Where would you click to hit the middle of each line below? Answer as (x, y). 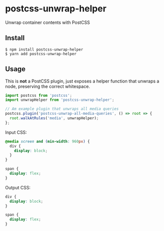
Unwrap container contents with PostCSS (48, 22)
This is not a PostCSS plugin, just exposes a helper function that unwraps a (82, 81)
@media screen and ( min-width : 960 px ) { (48, 141)
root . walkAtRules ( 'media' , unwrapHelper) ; (54, 118)
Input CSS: (16, 132)
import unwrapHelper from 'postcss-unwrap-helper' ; (60, 100)
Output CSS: (18, 187)
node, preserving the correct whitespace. (48, 86)
